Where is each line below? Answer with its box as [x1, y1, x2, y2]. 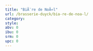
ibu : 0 [5, 30, 19, 34]
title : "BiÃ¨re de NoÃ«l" [5, 7, 58, 12]
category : [5, 16, 25, 21]
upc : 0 [5, 39, 19, 44]
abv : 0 [5, 25, 19, 30]
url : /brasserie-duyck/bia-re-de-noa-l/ [5, 12, 89, 17]
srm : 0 [5, 34, 19, 39]
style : [5, 20, 19, 26]
